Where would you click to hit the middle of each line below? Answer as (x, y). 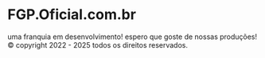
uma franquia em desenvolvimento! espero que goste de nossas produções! (132, 37)
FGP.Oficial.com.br (72, 15)
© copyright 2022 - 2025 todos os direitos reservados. (98, 44)
